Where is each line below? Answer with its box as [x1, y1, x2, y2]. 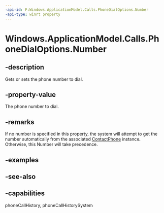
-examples [5, 156, 39, 164]
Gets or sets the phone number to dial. [5, 76, 83, 82]
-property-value [5, 90, 56, 99]
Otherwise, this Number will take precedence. [5, 142, 98, 147]
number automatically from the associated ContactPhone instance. [5, 136, 141, 142]
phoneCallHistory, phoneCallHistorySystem [5, 202, 93, 208]
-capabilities [5, 189, 45, 198]
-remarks [5, 118, 34, 126]
